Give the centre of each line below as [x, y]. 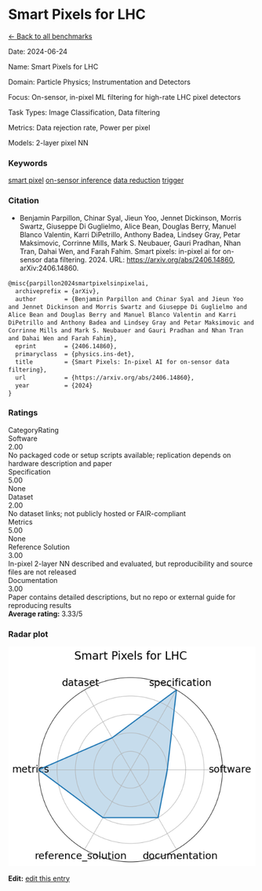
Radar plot [28, 634]
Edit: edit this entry [39, 878]
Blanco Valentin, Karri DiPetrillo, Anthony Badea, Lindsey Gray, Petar [130, 234]
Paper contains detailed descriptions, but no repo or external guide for [122, 597]
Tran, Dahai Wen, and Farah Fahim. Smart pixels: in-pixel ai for [120, 251]
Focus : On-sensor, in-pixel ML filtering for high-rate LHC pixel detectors [125, 97]
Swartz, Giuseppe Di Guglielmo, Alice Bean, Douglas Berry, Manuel [128, 226]
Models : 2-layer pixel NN [48, 142]
